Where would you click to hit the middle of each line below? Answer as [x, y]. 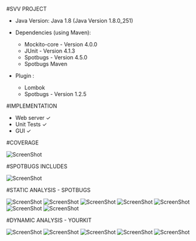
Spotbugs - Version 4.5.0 [56, 57]
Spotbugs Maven [46, 64]
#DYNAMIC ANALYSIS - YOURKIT [49, 220]
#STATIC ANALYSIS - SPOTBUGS [49, 190]
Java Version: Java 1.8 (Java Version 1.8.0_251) [74, 20]
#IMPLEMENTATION [32, 106]
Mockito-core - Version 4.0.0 [61, 44]
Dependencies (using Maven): [53, 32]
